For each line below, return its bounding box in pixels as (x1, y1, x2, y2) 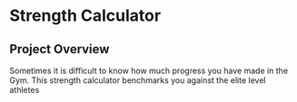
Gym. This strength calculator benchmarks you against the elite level (9, 75, 266, 86)
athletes (9, 85, 40, 95)
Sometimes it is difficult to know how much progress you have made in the (9, 65, 289, 76)
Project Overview (9, 42, 110, 57)
